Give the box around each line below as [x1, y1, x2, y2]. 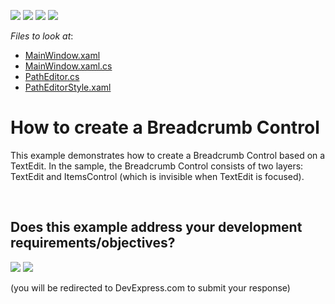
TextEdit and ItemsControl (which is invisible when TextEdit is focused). [10, 170, 305, 182]
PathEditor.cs [24, 71, 80, 82]
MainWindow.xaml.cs [24, 60, 113, 72]
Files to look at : [10, 30, 74, 42]
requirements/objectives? [10, 235, 176, 252]
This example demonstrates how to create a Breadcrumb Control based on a [10, 149, 326, 161]
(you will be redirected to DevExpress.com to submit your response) [10, 281, 291, 294]
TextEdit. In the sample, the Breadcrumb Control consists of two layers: [10, 160, 304, 172]
